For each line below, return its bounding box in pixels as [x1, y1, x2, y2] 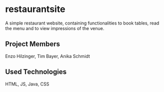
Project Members [5, 40, 60, 48]
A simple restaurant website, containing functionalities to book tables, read [5, 20, 159, 26]
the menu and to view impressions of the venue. [5, 25, 104, 31]
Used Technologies [5, 67, 66, 76]
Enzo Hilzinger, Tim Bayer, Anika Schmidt [5, 53, 90, 59]
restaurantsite [5, 3, 65, 15]
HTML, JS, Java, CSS [5, 81, 49, 87]
